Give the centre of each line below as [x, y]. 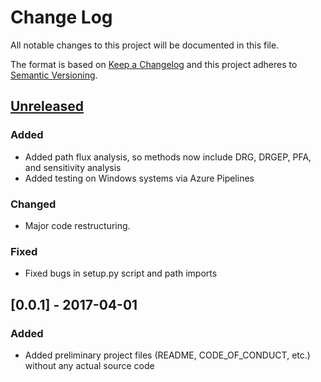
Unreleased [47, 106]
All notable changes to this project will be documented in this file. [145, 45]
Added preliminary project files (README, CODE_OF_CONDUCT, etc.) [167, 355]
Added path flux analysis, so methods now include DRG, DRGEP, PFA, [168, 157]
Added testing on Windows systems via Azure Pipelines [139, 178]
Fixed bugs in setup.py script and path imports [121, 273]
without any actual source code [89, 365]
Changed [33, 204]
